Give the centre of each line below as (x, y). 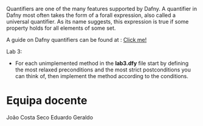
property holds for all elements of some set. (61, 28)
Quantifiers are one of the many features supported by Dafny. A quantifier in (102, 9)
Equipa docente (47, 101)
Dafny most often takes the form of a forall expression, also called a (91, 15)
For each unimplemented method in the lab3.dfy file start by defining (102, 63)
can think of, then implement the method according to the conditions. (101, 76)
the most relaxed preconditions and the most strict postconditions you (103, 70)
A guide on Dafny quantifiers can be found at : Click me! (77, 40)
